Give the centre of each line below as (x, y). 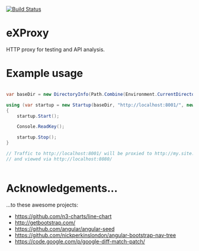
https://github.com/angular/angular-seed (65, 229)
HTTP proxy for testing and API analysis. (56, 49)
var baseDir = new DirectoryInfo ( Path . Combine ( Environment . (82, 94)
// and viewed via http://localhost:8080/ (59, 159)
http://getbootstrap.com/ (45, 223)
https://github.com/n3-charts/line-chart (63, 216)
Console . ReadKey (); (41, 127)
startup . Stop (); (37, 137)
